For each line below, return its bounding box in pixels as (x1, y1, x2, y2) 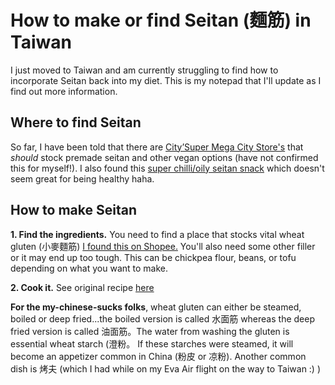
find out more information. (10, 85, 118, 97)
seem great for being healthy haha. (10, 172, 155, 185)
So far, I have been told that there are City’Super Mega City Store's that (10, 141, 304, 153)
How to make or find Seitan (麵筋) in (10, 9, 312, 32)
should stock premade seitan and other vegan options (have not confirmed (10, 151, 319, 163)
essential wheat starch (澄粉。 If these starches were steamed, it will (10, 337, 294, 350)
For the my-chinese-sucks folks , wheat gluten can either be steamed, (10, 301, 302, 313)
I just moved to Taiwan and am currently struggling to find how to (10, 64, 279, 76)
